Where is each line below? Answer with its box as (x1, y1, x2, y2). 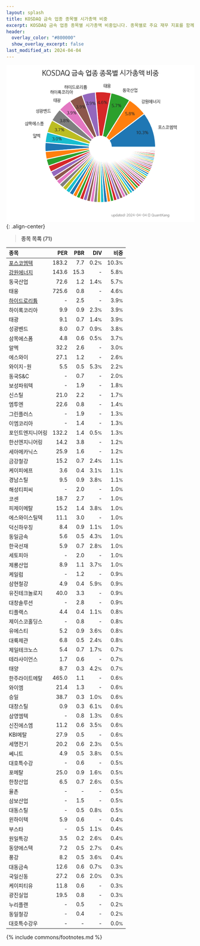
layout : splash (6, 10, 44, 16)
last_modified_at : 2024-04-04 (6, 48, 82, 54)
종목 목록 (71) (20, 235, 53, 242)
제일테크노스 (8, 646, 38, 653)
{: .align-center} (6, 222, 46, 230)
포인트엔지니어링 (8, 429, 48, 437)
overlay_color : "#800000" (11, 35, 76, 41)
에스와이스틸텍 (8, 514, 43, 521)
